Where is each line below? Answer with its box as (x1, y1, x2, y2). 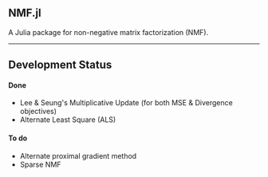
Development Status (8, 58, 112, 72)
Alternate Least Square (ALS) (19, 115, 116, 124)
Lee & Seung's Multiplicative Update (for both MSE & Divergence (19, 98, 233, 108)
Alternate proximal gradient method (19, 151, 137, 160)
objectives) (19, 107, 57, 116)
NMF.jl (8, 6, 41, 20)
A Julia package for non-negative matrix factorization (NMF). (8, 27, 209, 37)
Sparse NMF (19, 159, 61, 169)
